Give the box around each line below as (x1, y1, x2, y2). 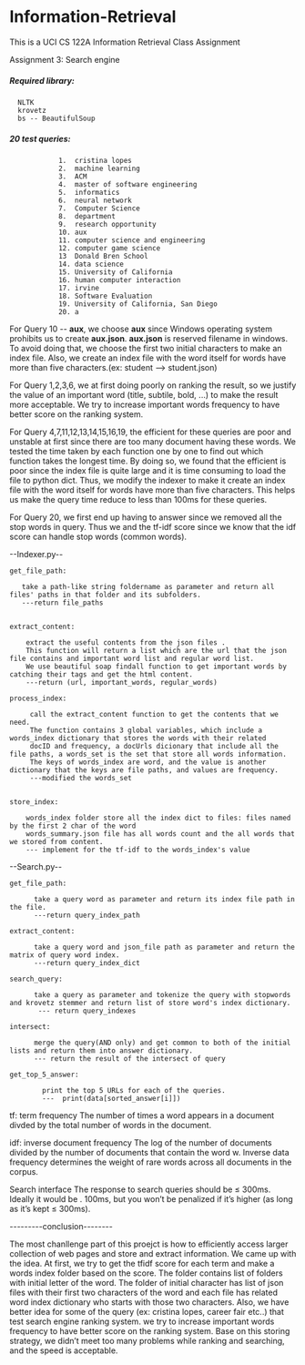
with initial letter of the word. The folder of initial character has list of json (9, 1277, 284, 1288)
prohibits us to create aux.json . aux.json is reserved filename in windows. (9, 332, 289, 343)
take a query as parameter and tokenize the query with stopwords (33, 990, 291, 999)
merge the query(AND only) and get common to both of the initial (33, 1038, 291, 1047)
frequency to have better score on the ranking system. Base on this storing (9, 1325, 290, 1336)
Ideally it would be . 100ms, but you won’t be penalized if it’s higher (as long (9, 1193, 293, 1204)
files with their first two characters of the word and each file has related (9, 1287, 279, 1298)
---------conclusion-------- (9, 1220, 114, 1231)
